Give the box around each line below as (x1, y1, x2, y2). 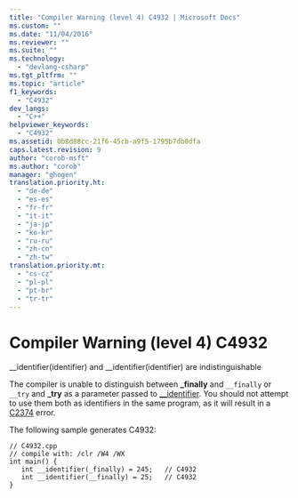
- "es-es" (17, 195, 53, 205)
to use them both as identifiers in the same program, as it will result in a (9, 398, 271, 409)
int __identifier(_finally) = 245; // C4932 (20, 465, 197, 474)
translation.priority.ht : (9, 179, 105, 188)
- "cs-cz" (17, 269, 53, 278)
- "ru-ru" (17, 237, 53, 245)
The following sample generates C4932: (9, 424, 157, 436)
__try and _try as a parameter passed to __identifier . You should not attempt (9, 389, 289, 399)
